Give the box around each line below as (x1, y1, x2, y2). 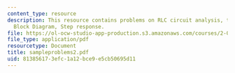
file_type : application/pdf (7, 36, 90, 43)
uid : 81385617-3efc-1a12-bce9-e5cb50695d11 (7, 56, 136, 63)
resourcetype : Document (7, 42, 77, 49)
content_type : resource (7, 10, 77, 17)
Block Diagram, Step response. (13, 23, 105, 30)
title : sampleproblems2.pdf (7, 49, 90, 56)
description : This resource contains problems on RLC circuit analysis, (7, 17, 224, 24)
